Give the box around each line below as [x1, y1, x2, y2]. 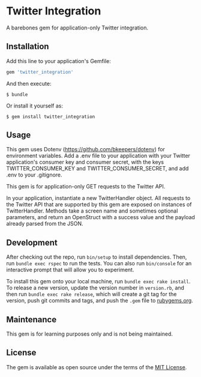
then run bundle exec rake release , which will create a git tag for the [6, 291, 177, 298]
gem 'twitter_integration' [6, 69, 74, 75]
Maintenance [6, 314, 57, 325]
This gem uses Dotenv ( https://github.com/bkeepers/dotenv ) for [6, 146, 165, 153]
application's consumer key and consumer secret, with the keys [6, 158, 164, 166]
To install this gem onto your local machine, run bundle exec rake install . [6, 278, 191, 285]
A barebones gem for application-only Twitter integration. [6, 24, 149, 31]
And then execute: [6, 80, 52, 87]
